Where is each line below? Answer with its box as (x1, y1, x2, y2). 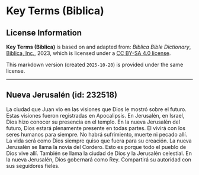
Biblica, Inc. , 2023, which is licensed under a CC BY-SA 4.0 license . (6, 50, 171, 57)
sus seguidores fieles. (6, 162, 60, 169)
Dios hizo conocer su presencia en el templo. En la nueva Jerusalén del (6, 118, 181, 125)
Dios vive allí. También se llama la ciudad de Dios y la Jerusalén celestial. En (6, 150, 192, 157)
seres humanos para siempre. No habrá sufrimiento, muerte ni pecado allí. (6, 131, 188, 138)
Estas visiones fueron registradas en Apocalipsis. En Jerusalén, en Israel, (6, 112, 185, 119)
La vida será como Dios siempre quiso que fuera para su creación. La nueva (6, 137, 192, 144)
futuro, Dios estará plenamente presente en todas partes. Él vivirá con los (6, 124, 185, 131)
